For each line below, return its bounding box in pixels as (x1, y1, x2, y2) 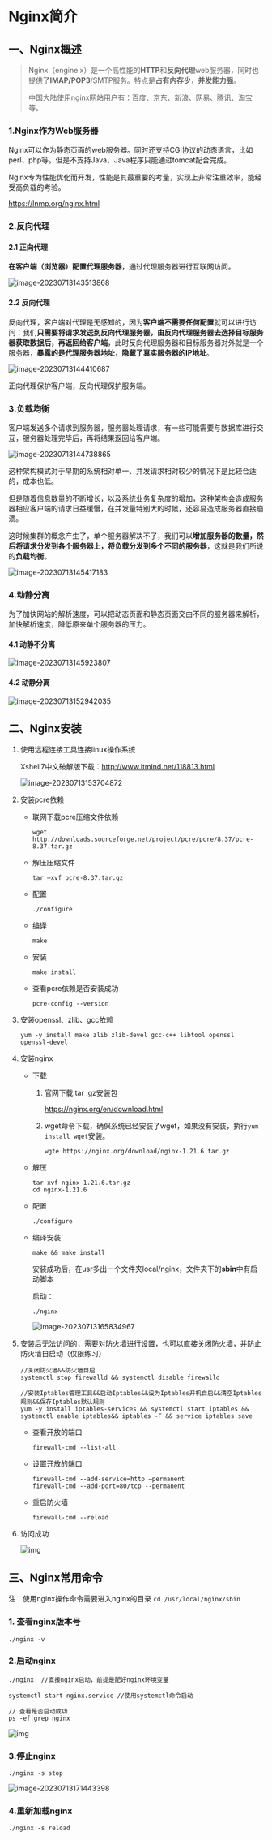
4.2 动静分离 (8, 678, 50, 687)
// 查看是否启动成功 (8, 1707, 68, 1715)
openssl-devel (19, 1038, 68, 1047)
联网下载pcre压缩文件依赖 (32, 812, 119, 822)
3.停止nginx (8, 1750, 57, 1761)
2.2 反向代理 (8, 298, 50, 308)
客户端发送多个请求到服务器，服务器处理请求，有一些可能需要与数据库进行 (8, 423, 257, 433)
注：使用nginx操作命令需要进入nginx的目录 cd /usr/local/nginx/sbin (8, 1594, 241, 1604)
